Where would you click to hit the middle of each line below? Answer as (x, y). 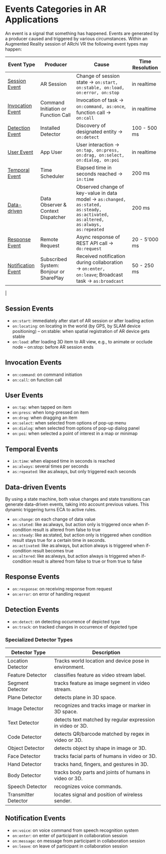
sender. (63, 801)
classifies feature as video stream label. (100, 675)
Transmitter (21, 795)
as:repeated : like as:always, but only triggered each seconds (74, 472)
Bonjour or (53, 271)
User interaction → (98, 145)
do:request (89, 248)
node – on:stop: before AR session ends (53, 347)
